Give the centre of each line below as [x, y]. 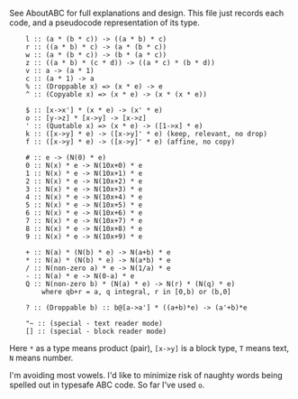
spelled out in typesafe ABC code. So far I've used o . [107, 385]
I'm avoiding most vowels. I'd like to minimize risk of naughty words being [146, 375]
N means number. [41, 357]
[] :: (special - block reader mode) [96, 331]
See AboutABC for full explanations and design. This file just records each [147, 13]
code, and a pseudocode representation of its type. [105, 23]
